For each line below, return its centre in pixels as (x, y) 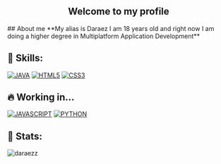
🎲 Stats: (25, 136)
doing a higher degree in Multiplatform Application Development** (104, 36)
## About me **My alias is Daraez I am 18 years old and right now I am (111, 28)
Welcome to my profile (119, 12)
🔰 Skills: (25, 58)
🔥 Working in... (41, 97)
